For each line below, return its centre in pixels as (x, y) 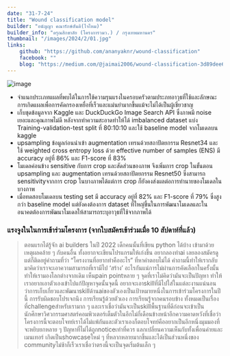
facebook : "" (38, 58)
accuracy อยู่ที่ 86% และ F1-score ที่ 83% (72, 158)
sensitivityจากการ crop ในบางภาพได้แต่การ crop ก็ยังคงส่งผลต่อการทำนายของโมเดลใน (119, 181)
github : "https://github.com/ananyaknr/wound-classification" (110, 52)
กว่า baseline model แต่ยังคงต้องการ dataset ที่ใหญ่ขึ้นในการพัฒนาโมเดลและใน (112, 204)
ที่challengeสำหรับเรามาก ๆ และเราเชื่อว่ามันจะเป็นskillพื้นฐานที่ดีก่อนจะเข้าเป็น (114, 306)
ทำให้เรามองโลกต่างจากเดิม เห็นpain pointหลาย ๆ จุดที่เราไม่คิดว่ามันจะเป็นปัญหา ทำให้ (123, 275)
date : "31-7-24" (30, 13)
